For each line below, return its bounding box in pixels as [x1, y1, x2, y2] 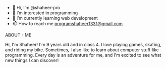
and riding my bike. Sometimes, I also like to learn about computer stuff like [5, 47, 159, 53]
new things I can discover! [5, 57, 59, 63]
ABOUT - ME [5, 32, 32, 38]
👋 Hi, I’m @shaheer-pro [12, 5, 60, 10]
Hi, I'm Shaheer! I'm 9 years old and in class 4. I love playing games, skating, [5, 42, 162, 47]
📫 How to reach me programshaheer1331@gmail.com [12, 21, 123, 27]
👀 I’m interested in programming [12, 10, 78, 16]
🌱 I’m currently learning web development [12, 15, 98, 21]
